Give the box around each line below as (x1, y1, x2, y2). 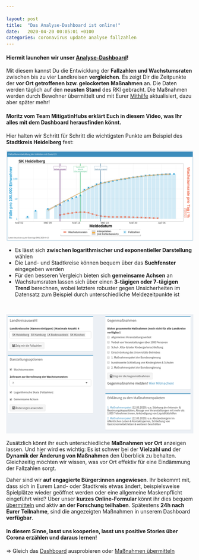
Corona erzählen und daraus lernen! (6, 534, 97, 542)
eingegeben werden (14, 266, 64, 273)
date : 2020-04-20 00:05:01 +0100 (6, 29, 94, 35)
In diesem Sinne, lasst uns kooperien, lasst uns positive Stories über (6, 528, 178, 535)
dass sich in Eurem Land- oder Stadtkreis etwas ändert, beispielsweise (6, 483, 180, 490)
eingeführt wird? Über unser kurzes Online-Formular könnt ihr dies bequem (6, 495, 193, 502)
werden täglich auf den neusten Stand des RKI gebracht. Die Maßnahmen (6, 86, 188, 94)
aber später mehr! (6, 99, 50, 106)
